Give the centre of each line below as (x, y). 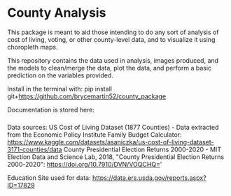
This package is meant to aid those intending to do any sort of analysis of (113, 32)
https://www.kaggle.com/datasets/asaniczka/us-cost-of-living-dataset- (111, 142)
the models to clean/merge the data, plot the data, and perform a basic (110, 68)
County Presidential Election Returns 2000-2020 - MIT (142, 150)
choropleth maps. (33, 47)
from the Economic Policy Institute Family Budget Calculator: (94, 135)
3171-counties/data (35, 150)
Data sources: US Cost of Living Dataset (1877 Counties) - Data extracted (113, 128)
